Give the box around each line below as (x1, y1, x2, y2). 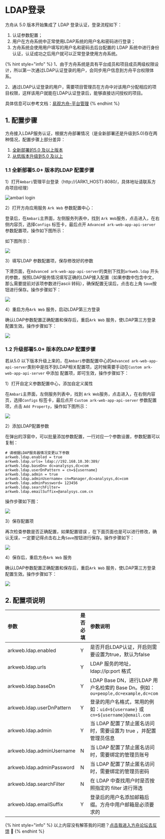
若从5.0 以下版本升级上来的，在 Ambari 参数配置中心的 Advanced (5, 358, 130, 364)
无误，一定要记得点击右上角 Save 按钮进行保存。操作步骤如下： (9, 535, 135, 541)
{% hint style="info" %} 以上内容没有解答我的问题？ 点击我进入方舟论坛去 (5, 822, 153, 828)
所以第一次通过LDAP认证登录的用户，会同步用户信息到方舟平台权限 (13, 67, 150, 73)
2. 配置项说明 (5, 596, 45, 605)
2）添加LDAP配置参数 (5, 423, 49, 429)
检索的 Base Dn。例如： (100, 684, 155, 691)
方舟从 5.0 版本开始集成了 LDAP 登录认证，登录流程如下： (5, 22, 122, 28)
